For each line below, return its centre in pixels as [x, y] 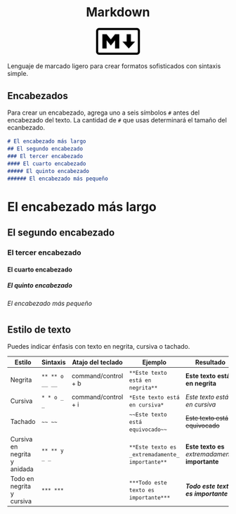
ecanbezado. [26, 128]
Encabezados [38, 96]
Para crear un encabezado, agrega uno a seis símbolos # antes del [104, 113]
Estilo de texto [39, 329]
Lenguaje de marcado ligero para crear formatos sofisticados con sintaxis [114, 66]
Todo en [22, 478]
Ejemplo [155, 362]
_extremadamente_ [155, 454]
